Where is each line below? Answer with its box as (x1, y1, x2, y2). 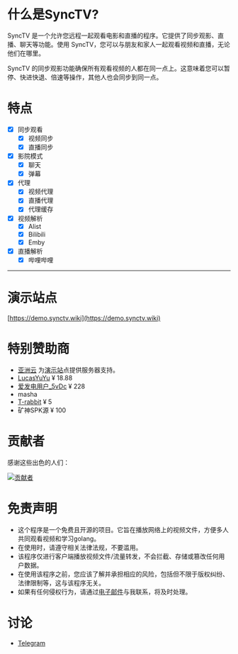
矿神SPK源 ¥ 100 (17, 405, 67, 415)
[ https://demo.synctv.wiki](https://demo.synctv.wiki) (7, 313, 161, 322)
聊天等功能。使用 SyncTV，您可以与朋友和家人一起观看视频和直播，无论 (19, 40, 230, 48)
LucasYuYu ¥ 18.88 (17, 373, 73, 382)
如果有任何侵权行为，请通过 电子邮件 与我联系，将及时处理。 (17, 587, 192, 596)
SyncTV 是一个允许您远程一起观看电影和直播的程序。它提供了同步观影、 (7, 31, 218, 40)
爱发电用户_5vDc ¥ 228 (17, 382, 86, 390)
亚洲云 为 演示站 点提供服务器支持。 (17, 366, 119, 374)
